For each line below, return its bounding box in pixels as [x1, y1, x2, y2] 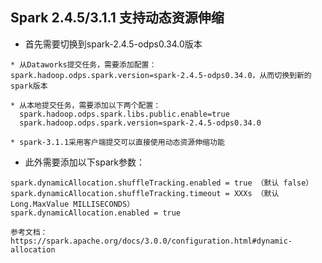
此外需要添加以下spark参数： [24, 156, 145, 168]
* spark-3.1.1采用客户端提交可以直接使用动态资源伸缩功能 [10, 137, 225, 147]
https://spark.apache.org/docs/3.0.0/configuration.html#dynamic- [10, 236, 293, 246]
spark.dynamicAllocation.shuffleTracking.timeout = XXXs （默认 [10, 188, 280, 198]
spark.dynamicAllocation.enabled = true [10, 208, 182, 218]
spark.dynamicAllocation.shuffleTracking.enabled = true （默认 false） [10, 178, 314, 188]
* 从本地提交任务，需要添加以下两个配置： [10, 100, 162, 110]
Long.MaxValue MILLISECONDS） [10, 199, 135, 209]
